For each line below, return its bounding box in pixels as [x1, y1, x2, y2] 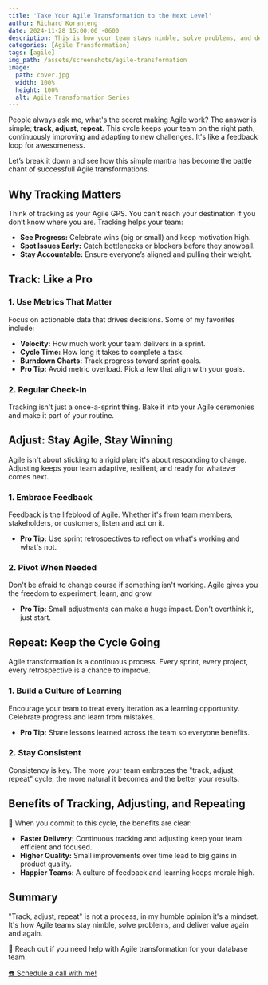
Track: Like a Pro [8, 273, 93, 286]
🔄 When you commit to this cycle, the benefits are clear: [8, 818, 193, 828]
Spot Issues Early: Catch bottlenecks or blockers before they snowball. [19, 241, 255, 251]
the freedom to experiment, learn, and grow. [8, 589, 153, 598]
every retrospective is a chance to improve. [8, 665, 151, 675]
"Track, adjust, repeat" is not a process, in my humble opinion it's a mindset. [8, 912, 259, 921]
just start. [19, 613, 52, 622]
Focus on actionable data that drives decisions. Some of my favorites [8, 314, 235, 324]
